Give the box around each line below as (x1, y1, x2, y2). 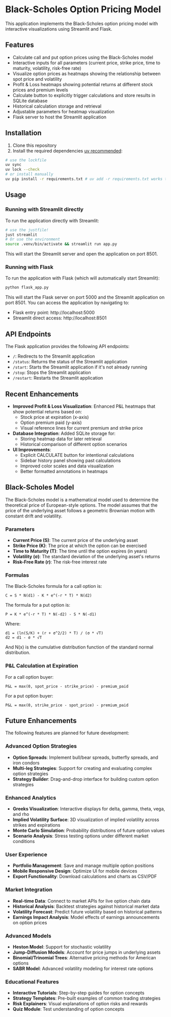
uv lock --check (5, 167, 40, 172)
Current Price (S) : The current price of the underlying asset (12, 537, 138, 543)
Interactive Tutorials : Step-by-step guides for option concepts (12, 990, 145, 996)
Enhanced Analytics (5, 794, 56, 801)
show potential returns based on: (12, 408, 82, 414)
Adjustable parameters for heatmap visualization (12, 108, 115, 114)
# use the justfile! (5, 227, 49, 233)
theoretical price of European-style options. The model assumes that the (5, 502, 158, 508)
